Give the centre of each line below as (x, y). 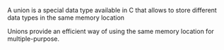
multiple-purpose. (34, 39)
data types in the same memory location (66, 18)
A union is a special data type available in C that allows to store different (112, 10)
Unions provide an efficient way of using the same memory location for (111, 31)
